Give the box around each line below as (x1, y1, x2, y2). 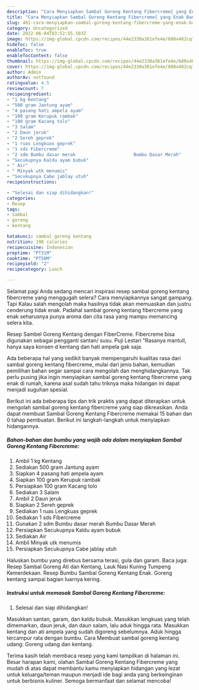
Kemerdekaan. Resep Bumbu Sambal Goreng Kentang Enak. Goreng (6, 569, 172, 576)
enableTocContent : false (6, 53, 68, 59)
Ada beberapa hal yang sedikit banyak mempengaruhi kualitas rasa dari (6, 355, 181, 361)
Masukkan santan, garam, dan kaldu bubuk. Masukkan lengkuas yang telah (6, 616, 190, 623)
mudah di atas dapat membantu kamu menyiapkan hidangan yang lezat (6, 665, 181, 672)
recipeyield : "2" (6, 261, 50, 267)
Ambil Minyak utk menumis (15, 539, 81, 546)
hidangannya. (6, 423, 40, 429)
